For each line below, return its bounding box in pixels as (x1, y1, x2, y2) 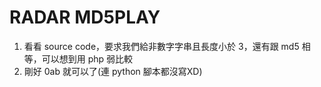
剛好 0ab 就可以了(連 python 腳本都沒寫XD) (23, 65, 203, 77)
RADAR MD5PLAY (9, 6, 161, 29)
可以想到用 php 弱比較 (41, 52, 134, 65)
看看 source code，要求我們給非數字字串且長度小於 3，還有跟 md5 (23, 40, 300, 52)
